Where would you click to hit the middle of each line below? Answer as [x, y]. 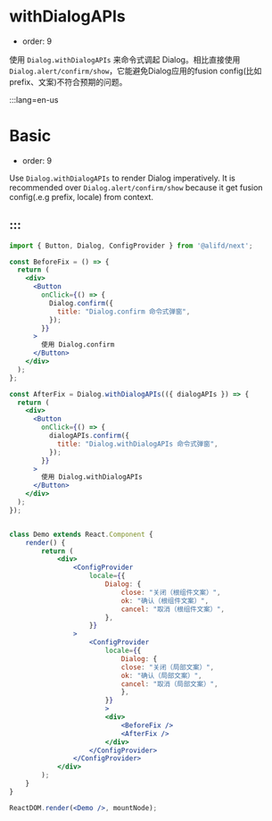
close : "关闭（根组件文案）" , [171, 592]
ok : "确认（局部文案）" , [161, 675]
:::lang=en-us [34, 99]
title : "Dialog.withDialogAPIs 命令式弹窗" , [137, 444]
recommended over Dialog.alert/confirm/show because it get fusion [136, 187]
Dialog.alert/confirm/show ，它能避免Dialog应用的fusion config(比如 [136, 71]
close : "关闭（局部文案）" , [168, 667]
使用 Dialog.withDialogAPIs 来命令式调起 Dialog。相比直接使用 [125, 59]
